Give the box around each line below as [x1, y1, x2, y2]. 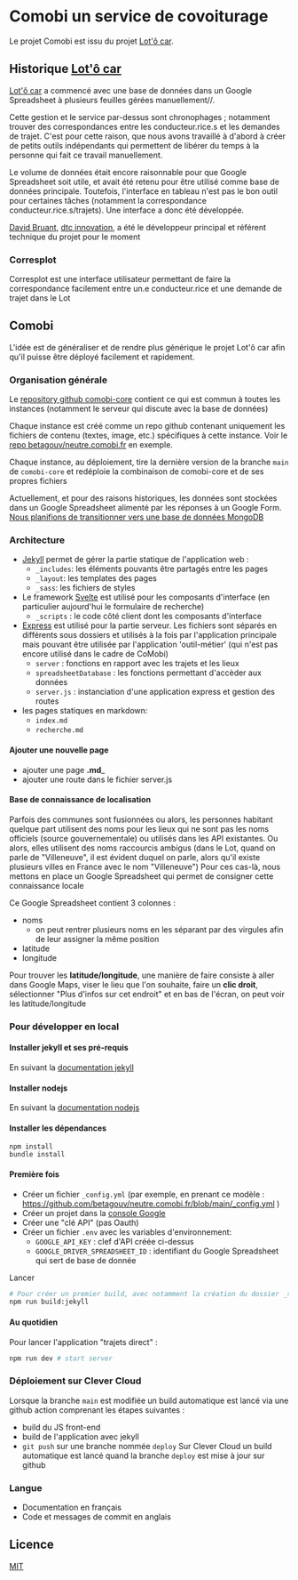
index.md [35, 716, 68, 726]
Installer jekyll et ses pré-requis [9, 1043, 129, 1053]
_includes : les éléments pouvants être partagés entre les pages [35, 563, 269, 575]
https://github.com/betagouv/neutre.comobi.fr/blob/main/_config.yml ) [21, 1198, 280, 1209]
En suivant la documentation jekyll [9, 1061, 135, 1073]
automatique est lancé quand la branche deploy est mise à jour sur [21, 1450, 265, 1461]
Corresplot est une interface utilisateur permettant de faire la [9, 274, 231, 285]
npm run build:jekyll [9, 1297, 90, 1307]
